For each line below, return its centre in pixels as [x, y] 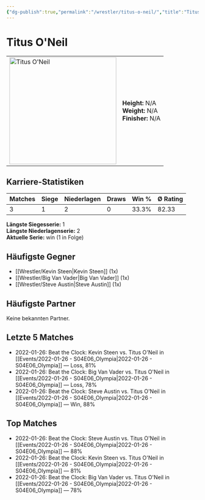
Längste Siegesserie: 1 [36, 224]
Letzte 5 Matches [40, 338]
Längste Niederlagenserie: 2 [43, 231]
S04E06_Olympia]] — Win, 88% [55, 404]
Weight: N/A [140, 111]
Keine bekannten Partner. [38, 318]
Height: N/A [139, 103]
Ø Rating [171, 199]
